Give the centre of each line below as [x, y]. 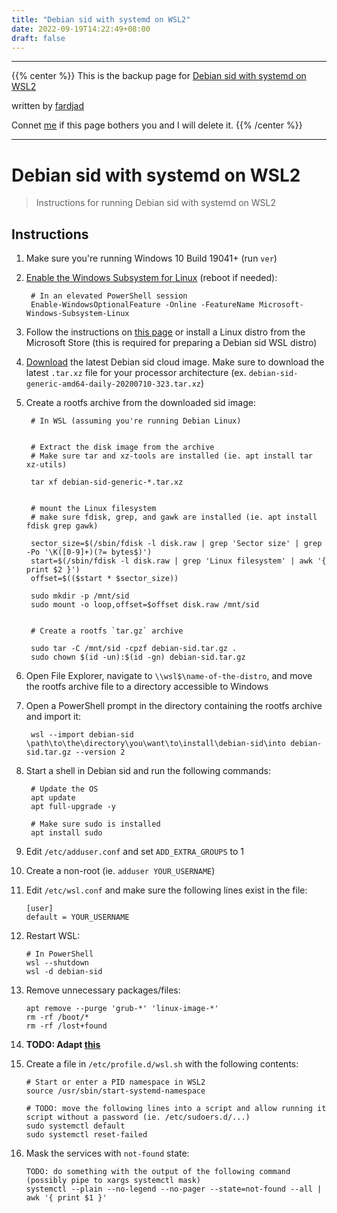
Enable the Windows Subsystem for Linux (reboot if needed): [151, 278]
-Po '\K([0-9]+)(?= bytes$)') [89, 552]
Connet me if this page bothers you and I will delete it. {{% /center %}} [157, 125]
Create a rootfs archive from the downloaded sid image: [140, 403]
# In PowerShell [59, 954]
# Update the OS [64, 789]
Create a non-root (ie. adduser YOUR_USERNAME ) [120, 871]
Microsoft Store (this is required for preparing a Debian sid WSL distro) [171, 343]
